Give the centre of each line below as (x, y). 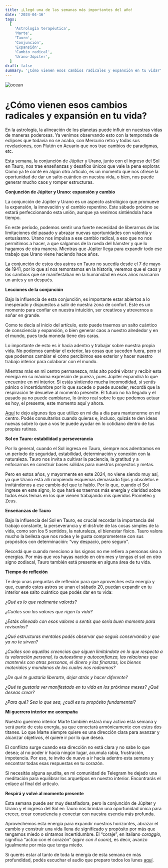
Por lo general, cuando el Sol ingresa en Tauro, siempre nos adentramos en (83, 448)
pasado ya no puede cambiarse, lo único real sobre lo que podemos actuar (82, 398)
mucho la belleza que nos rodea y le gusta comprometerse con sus (74, 536)
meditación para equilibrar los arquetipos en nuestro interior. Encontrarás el (83, 778)
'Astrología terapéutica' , (42, 29)
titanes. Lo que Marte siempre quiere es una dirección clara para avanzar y (82, 732)
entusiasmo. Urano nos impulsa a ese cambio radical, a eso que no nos (78, 238)
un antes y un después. (29, 280)
